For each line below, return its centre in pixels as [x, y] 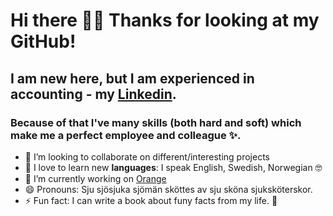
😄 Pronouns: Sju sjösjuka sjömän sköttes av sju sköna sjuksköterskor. [168, 189]
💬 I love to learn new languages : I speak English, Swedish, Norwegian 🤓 [173, 167]
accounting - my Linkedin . [93, 94]
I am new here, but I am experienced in [132, 78]
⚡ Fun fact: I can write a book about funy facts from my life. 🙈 [151, 200]
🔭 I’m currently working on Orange [95, 178]
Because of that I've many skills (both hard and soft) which [156, 122]
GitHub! [43, 41]
